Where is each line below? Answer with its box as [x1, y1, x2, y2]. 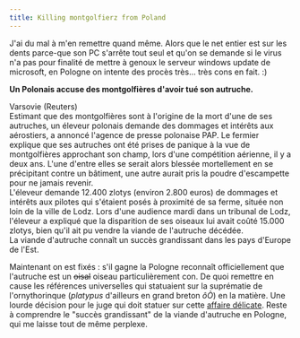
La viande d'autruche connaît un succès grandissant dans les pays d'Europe [9, 234, 292, 245]
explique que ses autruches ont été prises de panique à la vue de [9, 139, 251, 150]
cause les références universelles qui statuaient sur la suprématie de [9, 280, 263, 291]
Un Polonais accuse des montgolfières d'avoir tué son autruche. [9, 83, 253, 94]
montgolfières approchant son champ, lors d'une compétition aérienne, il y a [9, 149, 292, 160]
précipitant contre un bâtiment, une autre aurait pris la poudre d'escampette [9, 168, 289, 178]
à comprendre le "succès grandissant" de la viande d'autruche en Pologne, [9, 308, 287, 319]
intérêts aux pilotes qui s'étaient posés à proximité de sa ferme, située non [9, 196, 284, 207]
